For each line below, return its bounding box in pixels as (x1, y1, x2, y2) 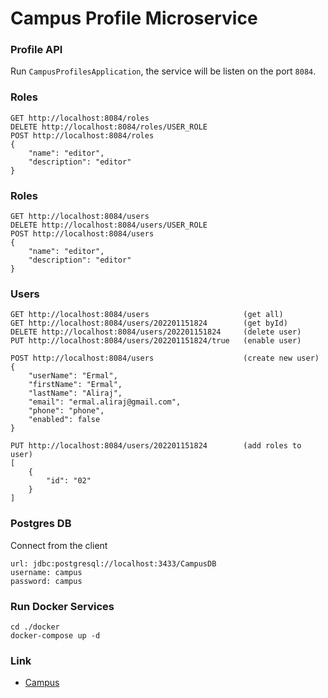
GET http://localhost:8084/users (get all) (10, 310, 284, 320)
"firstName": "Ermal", (28, 380, 123, 390)
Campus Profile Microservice (10, 7, 258, 30)
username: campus (10, 567, 83, 577)
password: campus (10, 576, 83, 586)
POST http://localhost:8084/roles (10, 130, 155, 141)
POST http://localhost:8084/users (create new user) (10, 353, 320, 364)
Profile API (10, 43, 63, 57)
